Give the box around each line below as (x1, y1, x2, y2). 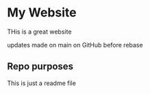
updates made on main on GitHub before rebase (7, 40, 143, 49)
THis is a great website (7, 27, 72, 36)
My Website (7, 5, 77, 21)
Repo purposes (7, 60, 74, 73)
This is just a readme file (7, 79, 77, 87)
